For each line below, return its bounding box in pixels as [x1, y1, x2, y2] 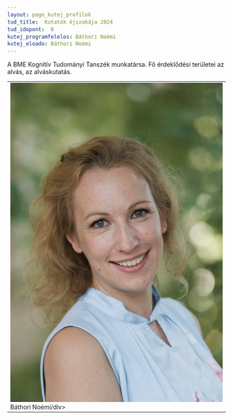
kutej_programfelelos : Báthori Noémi [7, 33, 116, 40]
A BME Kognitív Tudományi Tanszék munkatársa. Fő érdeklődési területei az [7, 60, 225, 69]
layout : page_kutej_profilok [7, 11, 92, 18]
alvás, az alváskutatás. [7, 68, 72, 76]
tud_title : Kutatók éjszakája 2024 [7, 18, 113, 26]
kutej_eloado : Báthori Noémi [7, 40, 92, 48]
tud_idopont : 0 [7, 26, 54, 33]
